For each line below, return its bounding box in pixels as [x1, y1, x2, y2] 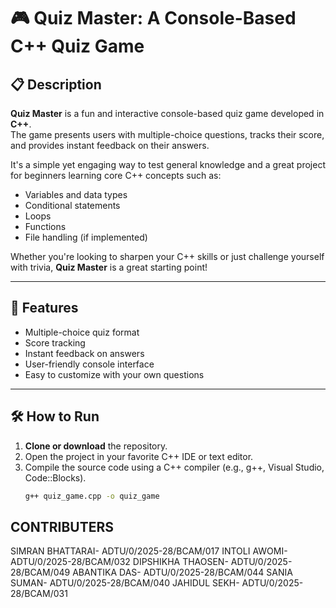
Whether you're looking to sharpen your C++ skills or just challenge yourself [10, 251, 325, 262]
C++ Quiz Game [10, 35, 145, 58]
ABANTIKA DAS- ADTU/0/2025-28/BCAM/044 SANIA [72, 566, 293, 579]
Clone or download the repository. [24, 440, 168, 452]
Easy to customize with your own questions [24, 368, 205, 380]
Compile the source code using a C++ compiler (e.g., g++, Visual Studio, [24, 461, 325, 473]
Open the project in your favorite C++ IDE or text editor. [24, 450, 254, 462]
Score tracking [24, 336, 86, 349]
